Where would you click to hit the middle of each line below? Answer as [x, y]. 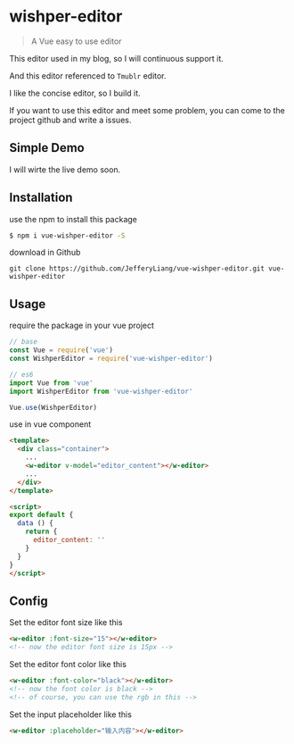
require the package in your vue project [82, 326]
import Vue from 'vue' [51, 383]
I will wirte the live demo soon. [65, 169]
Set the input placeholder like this [70, 714]
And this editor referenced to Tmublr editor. [88, 75]
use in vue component [50, 424]
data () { [35, 523]
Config [29, 601]
